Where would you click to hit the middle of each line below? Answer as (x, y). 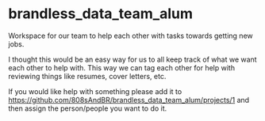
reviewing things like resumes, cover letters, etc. (87, 76)
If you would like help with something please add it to (95, 91)
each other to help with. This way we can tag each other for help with (122, 67)
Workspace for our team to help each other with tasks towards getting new (131, 36)
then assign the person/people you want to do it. (88, 108)
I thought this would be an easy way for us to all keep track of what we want (132, 59)
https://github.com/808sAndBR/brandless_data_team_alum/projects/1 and (129, 100)
